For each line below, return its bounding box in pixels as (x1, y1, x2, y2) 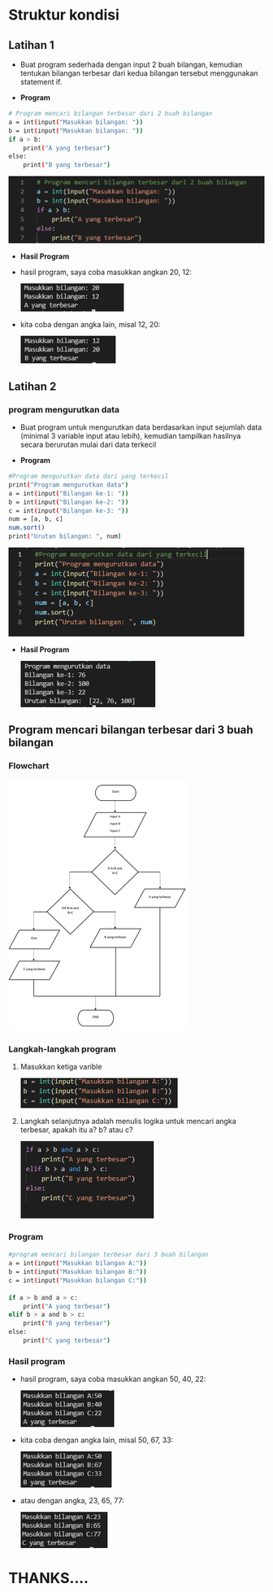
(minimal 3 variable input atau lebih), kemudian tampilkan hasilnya (19, 431, 241, 441)
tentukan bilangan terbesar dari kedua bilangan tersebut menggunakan (19, 68, 258, 78)
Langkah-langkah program (8, 1043, 116, 1055)
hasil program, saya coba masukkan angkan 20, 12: (19, 267, 193, 278)
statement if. (19, 77, 63, 86)
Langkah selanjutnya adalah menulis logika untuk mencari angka (19, 1117, 236, 1126)
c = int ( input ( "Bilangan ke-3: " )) (8, 506, 129, 514)
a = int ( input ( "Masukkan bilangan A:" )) (8, 1259, 148, 1267)
